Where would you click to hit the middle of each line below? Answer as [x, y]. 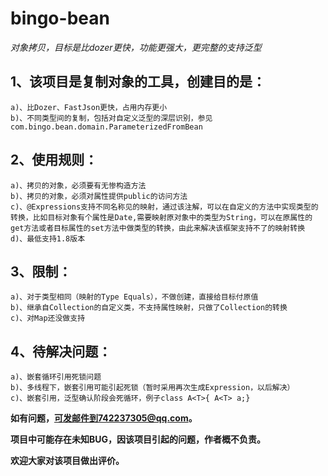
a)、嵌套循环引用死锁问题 [56, 377]
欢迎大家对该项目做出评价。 [67, 461]
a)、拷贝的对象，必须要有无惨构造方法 [78, 185]
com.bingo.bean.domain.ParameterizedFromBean [106, 127]
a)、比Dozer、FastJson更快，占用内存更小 [89, 107]
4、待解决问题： [61, 351]
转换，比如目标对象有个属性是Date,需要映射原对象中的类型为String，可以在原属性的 [161, 217]
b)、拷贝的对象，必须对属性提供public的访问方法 [99, 196]
